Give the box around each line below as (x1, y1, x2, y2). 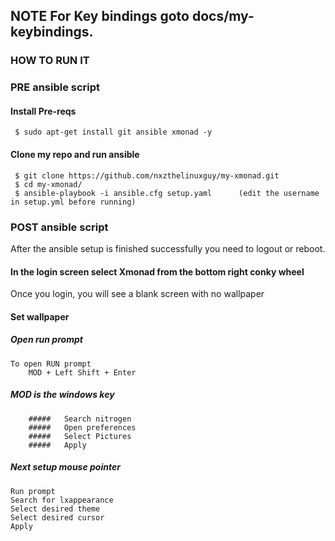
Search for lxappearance (10, 495, 114, 505)
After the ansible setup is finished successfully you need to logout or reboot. (10, 242, 326, 254)
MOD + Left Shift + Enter (28, 367, 137, 378)
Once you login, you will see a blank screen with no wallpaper (10, 288, 265, 300)
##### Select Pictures (28, 431, 132, 441)
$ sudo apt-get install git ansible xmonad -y (14, 127, 213, 138)
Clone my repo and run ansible (10, 149, 140, 161)
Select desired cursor (10, 512, 105, 523)
